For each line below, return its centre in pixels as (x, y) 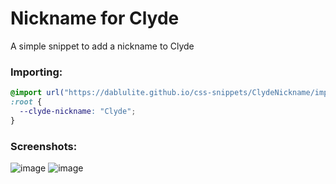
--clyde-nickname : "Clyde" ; (78, 111)
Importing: (36, 72)
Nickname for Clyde (95, 18)
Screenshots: (44, 146)
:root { (26, 102)
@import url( (37, 93)
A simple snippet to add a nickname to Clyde (102, 46)
